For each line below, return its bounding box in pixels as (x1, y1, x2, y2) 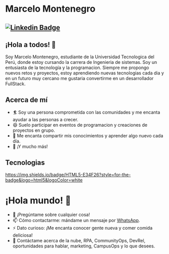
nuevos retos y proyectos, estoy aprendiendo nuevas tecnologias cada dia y (5, 70, 164, 76)
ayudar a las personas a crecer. (12, 117, 78, 123)
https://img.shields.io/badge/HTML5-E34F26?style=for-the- (5, 172, 131, 178)
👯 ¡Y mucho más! (12, 143, 48, 150)
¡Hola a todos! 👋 (5, 40, 56, 49)
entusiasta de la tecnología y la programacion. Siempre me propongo (5, 64, 149, 71)
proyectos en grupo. (12, 127, 55, 133)
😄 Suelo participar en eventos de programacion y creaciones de (12, 122, 148, 128)
